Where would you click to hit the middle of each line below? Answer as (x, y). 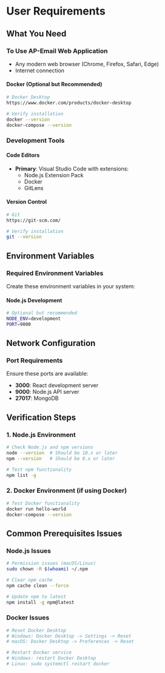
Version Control (27, 202)
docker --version (28, 120)
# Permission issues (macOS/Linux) (51, 563)
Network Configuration (51, 343)
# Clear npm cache (29, 580)
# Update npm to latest (36, 597)
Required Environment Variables (55, 273)
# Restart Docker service (39, 653)
